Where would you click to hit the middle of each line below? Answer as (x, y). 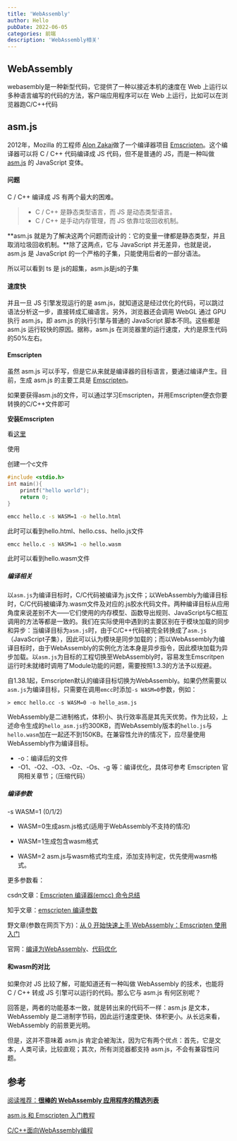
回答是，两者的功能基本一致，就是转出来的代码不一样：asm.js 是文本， (110, 1008)
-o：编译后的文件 (43, 758)
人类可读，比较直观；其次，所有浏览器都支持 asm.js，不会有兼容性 (116, 1049)
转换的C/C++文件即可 (39, 404)
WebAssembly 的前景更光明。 (51, 1025)
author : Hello (28, 20)
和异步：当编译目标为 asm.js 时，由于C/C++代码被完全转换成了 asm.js (107, 631)
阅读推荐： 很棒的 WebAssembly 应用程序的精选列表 (83, 1100)
